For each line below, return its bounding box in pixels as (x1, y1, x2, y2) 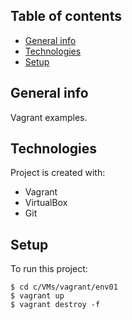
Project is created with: (10, 167, 106, 179)
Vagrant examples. (10, 111, 88, 123)
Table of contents (10, 8, 122, 25)
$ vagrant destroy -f (10, 300, 101, 310)
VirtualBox (24, 197, 68, 209)
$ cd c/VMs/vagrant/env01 (10, 282, 118, 293)
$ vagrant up (10, 291, 65, 301)
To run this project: (10, 263, 88, 275)
